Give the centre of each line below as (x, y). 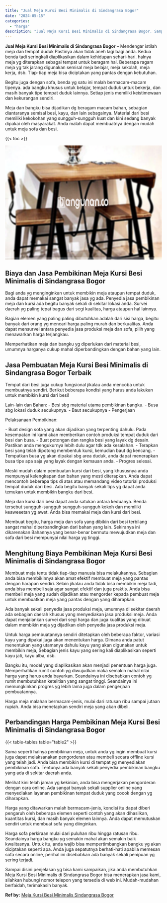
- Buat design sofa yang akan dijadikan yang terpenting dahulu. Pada (76, 430)
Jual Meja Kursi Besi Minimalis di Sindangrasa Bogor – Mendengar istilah (81, 46)
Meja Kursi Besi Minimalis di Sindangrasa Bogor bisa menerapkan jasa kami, (83, 875)
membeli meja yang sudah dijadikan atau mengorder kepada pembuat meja (82, 594)
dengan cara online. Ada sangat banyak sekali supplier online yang (74, 788)
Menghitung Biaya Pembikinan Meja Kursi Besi (79, 553)
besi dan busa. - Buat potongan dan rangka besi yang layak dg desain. (78, 440)
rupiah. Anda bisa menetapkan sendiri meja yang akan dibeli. (68, 707)
